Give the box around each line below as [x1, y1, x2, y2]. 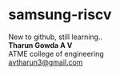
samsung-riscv [8, 6, 112, 24]
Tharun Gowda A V [8, 40, 73, 49]
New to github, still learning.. [8, 32, 102, 41]
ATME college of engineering [8, 49, 104, 58]
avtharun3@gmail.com [8, 57, 83, 67]
